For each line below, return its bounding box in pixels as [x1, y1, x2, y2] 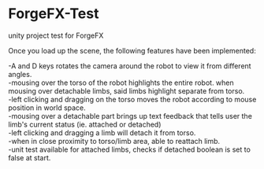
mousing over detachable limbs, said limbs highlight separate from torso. [8, 86, 245, 95]
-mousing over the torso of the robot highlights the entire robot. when [8, 78, 234, 87]
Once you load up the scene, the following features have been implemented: [8, 46, 256, 55]
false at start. [8, 152, 51, 162]
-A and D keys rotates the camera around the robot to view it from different [8, 61, 251, 71]
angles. [8, 69, 32, 79]
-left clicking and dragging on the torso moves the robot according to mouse [8, 94, 257, 104]
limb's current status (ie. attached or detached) [8, 119, 162, 129]
